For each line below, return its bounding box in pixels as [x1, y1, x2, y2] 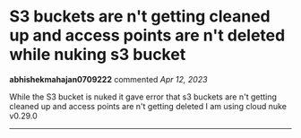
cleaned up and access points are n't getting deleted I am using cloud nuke [9, 100, 287, 111]
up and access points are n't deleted [9, 25, 286, 46]
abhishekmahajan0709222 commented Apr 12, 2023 [9, 73, 208, 84]
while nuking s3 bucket [9, 45, 186, 65]
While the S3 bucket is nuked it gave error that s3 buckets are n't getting [9, 91, 278, 102]
